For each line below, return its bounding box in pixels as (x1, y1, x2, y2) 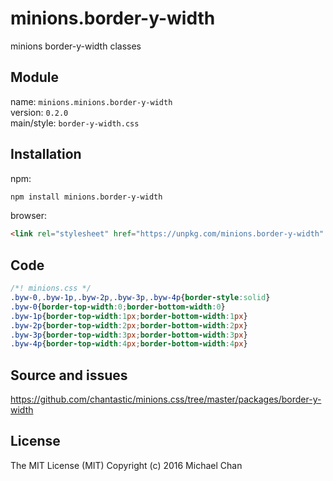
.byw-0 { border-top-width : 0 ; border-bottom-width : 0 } (10, 302, 226, 312)
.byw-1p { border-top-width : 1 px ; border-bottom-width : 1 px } (10, 311, 248, 321)
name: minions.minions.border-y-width (10, 95, 173, 107)
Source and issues (10, 367, 128, 384)
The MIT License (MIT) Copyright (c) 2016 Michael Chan (10, 459, 243, 471)
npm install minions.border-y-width (10, 192, 163, 202)
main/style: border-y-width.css (10, 117, 140, 129)
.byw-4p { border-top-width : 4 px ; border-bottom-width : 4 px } (10, 339, 248, 349)
